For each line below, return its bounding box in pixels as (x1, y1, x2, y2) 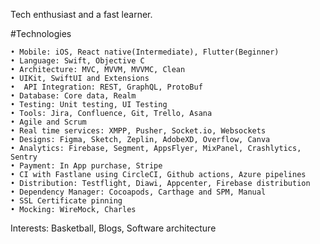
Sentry (10, 152, 38, 162)
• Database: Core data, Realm (10, 91, 137, 101)
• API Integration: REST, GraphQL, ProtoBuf (10, 82, 203, 92)
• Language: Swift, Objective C (10, 56, 145, 66)
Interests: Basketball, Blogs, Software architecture (10, 222, 217, 234)
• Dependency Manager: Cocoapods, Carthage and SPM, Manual (10, 187, 267, 197)
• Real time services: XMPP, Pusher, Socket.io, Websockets (10, 126, 267, 136)
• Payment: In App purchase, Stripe (10, 161, 163, 171)
